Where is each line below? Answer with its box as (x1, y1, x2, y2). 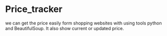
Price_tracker (5, 3, 63, 15)
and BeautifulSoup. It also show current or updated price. (5, 25, 124, 31)
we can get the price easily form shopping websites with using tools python (5, 20, 162, 26)
